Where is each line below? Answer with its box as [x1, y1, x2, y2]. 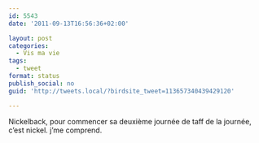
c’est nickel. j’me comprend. [8, 125, 103, 135]
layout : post [8, 34, 53, 42]
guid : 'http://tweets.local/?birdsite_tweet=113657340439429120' [8, 87, 235, 95]
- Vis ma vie [15, 50, 60, 58]
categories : [8, 41, 49, 50]
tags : [8, 57, 27, 65]
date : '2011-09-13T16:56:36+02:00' [8, 19, 129, 28]
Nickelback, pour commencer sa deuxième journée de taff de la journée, [8, 116, 252, 126]
